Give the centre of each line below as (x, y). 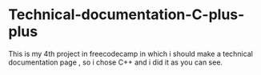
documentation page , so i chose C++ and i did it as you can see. (115, 62)
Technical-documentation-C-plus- (126, 15)
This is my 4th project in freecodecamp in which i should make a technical (131, 53)
